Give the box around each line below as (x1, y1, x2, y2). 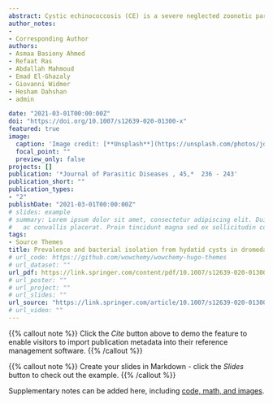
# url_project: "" (8, 284, 71, 292)
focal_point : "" (15, 147, 71, 155)
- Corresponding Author (8, 34, 89, 43)
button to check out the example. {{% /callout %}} (8, 370, 176, 380)
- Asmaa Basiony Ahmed (8, 50, 85, 58)
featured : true (8, 125, 60, 133)
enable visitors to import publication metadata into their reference (8, 337, 228, 346)
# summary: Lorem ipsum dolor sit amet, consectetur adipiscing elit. (8, 215, 253, 224)
